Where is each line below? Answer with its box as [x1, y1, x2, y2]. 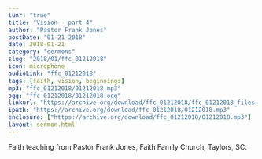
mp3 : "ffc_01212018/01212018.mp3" [8, 84, 122, 92]
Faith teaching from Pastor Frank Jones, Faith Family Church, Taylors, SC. [8, 142, 248, 151]
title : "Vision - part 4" [8, 19, 93, 27]
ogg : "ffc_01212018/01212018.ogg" [8, 92, 122, 99]
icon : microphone [8, 63, 65, 70]
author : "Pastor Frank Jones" [8, 26, 108, 34]
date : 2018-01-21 [8, 41, 65, 49]
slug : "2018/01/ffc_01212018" [8, 56, 108, 63]
